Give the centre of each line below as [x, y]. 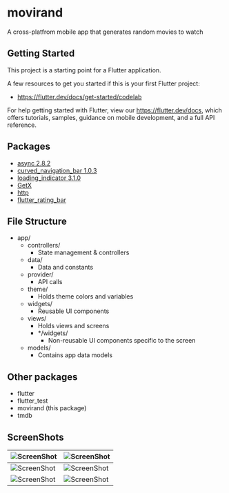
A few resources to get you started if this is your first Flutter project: [103, 83]
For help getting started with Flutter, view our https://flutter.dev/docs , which [115, 110]
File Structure [37, 221]
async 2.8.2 [34, 163]
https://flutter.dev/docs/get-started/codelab [79, 97]
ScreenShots [36, 437]
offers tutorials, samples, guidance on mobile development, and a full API [111, 117]
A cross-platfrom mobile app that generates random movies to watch [105, 32]
